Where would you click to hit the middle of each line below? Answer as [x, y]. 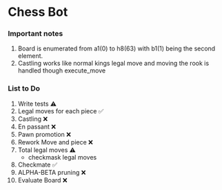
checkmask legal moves [62, 157]
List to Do [24, 88]
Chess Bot [38, 12]
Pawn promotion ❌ [44, 134]
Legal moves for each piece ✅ [61, 111]
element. [30, 56]
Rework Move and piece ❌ [55, 142]
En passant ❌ [37, 126]
